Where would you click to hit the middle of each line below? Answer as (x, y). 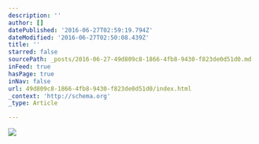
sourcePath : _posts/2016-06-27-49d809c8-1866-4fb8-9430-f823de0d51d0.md (130, 60)
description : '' (35, 15)
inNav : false (30, 81)
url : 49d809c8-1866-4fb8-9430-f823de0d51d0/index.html (100, 89)
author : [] (26, 23)
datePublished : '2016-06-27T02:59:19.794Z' (81, 30)
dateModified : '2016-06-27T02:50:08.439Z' (79, 37)
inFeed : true (30, 67)
